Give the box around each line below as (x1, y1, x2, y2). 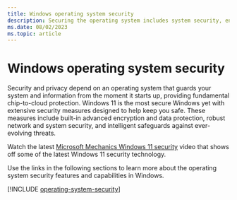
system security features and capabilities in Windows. (7, 171, 164, 180)
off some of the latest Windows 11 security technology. (7, 150, 166, 159)
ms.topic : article (7, 30, 61, 37)
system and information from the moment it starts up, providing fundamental (7, 91, 230, 100)
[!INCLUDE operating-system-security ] (7, 185, 121, 194)
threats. (33, 129, 56, 138)
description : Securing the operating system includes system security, (7, 17, 222, 24)
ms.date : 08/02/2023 (7, 23, 68, 30)
